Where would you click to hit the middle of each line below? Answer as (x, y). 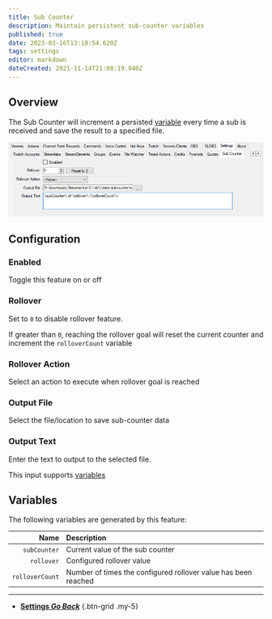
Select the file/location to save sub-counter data (89, 420)
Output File (31, 402)
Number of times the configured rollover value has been (159, 572)
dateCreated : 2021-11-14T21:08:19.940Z (76, 69)
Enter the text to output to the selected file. (80, 459)
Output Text (32, 441)
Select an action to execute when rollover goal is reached (104, 381)
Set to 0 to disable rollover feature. (66, 318)
